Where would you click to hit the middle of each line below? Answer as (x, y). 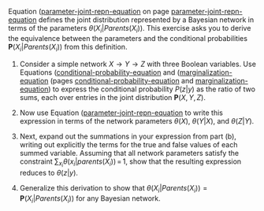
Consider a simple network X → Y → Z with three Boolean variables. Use (138, 64)
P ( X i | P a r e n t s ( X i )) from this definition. (68, 48)
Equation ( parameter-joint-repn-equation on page (89, 11)
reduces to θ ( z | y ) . (49, 172)
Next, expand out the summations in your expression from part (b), (128, 136)
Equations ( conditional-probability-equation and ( (99, 72)
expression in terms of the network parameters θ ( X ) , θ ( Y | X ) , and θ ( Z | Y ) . (137, 120)
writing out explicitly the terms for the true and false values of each (128, 144)
